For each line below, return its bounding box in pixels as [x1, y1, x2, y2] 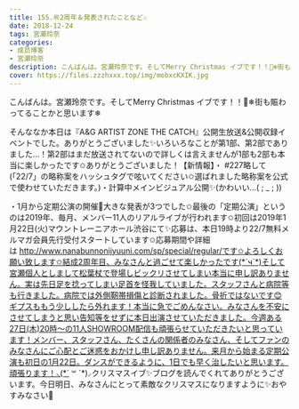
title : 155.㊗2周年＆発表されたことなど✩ [9, 12, 148, 22]
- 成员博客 [9, 46, 44, 55]
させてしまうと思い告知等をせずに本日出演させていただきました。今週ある [9, 312, 282, 323]
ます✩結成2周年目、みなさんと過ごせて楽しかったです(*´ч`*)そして [39, 256, 286, 267]
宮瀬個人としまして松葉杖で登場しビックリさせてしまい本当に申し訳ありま [9, 268, 282, 278]
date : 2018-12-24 [9, 21, 74, 30]
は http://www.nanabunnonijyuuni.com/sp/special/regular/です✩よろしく [9, 245, 276, 256]
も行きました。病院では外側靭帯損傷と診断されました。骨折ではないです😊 [9, 290, 283, 301]
